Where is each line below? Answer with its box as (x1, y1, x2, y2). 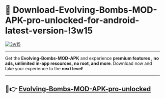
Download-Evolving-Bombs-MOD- (13, 4, 157, 16)
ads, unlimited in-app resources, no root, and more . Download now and (5, 60, 152, 66)
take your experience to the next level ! (5, 65, 83, 71)
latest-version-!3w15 (5, 25, 93, 36)
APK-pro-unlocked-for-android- (5, 15, 139, 26)
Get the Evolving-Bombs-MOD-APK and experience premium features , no (5, 55, 159, 61)
